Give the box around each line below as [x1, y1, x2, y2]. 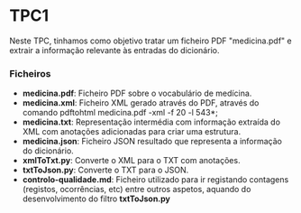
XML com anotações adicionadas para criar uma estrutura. [22, 126, 242, 137]
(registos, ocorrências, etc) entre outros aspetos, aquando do [22, 184, 251, 195]
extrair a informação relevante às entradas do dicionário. [9, 44, 220, 55]
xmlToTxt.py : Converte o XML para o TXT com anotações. [22, 155, 241, 166]
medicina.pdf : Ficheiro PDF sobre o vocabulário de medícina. [22, 88, 252, 99]
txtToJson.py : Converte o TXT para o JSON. [22, 164, 189, 176]
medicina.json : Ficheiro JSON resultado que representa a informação [22, 136, 282, 147]
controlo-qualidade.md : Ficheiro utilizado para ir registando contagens [22, 174, 289, 185]
